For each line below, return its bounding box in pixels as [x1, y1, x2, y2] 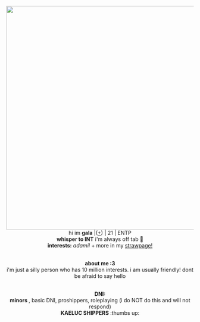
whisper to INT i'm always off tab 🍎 [56, 236, 144, 243]
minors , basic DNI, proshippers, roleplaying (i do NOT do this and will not [10, 297, 190, 304]
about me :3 [85, 260, 115, 267]
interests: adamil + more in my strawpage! [47, 242, 153, 249]
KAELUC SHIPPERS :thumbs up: [60, 309, 140, 316]
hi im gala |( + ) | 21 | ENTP [68, 230, 132, 236]
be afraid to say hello [74, 273, 126, 280]
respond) [89, 303, 111, 310]
